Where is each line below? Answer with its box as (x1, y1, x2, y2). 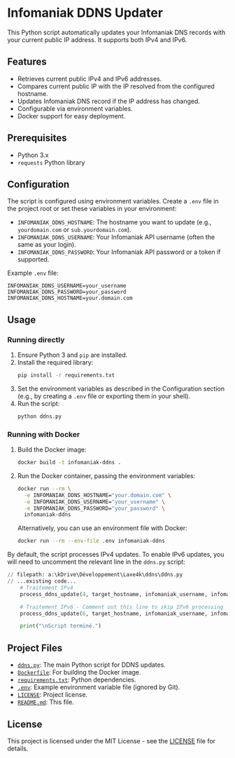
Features (7, 56, 47, 68)
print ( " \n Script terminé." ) (20, 623, 101, 630)
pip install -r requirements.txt (17, 372, 115, 379)
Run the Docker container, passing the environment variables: (17, 471, 196, 480)
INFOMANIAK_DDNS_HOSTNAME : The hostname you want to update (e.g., (17, 218, 212, 226)
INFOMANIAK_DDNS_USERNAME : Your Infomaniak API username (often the (17, 233, 215, 241)
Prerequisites (7, 132, 67, 144)
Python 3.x (17, 151, 49, 159)
